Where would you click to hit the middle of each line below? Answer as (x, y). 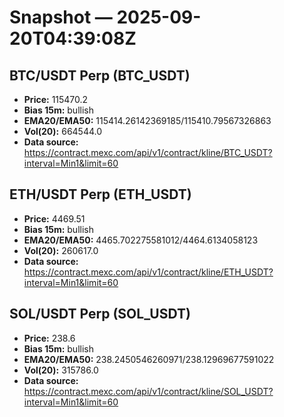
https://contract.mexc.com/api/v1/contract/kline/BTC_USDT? (148, 152)
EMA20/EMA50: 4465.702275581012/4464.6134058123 (141, 240)
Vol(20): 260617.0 (61, 250)
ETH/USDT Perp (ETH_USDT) (100, 194)
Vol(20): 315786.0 (61, 370)
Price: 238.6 (49, 338)
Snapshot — (61, 17)
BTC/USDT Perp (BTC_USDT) (100, 75)
